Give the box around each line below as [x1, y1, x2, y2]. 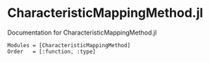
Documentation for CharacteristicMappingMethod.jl [7, 28, 157, 37]
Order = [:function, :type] [7, 48, 97, 55]
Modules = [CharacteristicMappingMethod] [7, 42, 131, 49]
